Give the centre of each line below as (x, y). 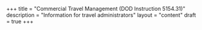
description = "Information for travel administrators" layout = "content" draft (101, 15)
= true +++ (20, 21)
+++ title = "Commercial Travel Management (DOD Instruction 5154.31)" (96, 9)
